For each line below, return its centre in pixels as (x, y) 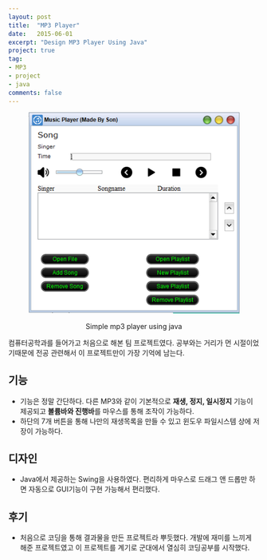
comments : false (35, 93)
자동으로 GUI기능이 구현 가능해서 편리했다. (94, 489)
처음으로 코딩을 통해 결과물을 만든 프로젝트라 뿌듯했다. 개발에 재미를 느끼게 (136, 538)
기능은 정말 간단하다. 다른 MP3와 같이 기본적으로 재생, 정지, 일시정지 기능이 (136, 401)
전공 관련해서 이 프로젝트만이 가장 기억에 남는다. (110, 352)
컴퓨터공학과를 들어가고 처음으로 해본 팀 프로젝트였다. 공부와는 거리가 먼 (120, 343)
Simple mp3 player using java (134, 326)
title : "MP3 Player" (44, 25)
